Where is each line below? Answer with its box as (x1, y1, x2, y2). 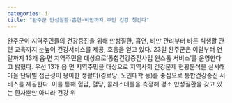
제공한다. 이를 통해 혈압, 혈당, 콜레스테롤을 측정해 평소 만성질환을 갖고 (25, 79, 215, 88)
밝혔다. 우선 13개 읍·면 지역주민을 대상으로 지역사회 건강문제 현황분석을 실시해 (14, 62, 225, 71)
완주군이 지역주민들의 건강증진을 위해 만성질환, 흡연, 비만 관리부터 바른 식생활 (7, 36, 217, 45)
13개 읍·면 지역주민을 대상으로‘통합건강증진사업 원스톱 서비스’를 (25, 53, 197, 62)
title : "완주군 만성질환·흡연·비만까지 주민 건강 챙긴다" (7, 17, 150, 24)
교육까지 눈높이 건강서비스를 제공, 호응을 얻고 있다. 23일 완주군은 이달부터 (14, 45, 215, 53)
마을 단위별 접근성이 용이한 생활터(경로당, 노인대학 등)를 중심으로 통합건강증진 (7, 71, 218, 79)
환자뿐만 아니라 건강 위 (14, 88, 77, 97)
